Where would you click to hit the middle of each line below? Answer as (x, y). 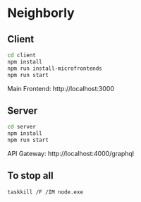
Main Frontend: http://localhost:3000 (61, 88)
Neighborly (41, 13)
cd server (22, 127)
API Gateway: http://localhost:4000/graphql (71, 153)
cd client (22, 55)
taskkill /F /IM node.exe (45, 192)
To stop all (31, 176)
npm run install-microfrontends (55, 69)
